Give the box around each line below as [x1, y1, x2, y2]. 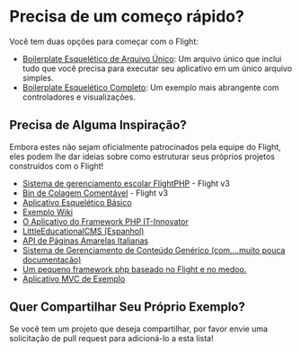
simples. [22, 72, 54, 83]
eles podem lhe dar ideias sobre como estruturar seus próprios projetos [9, 151, 276, 162]
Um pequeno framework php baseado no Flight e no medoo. [22, 263, 247, 275]
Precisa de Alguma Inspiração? [9, 118, 187, 133]
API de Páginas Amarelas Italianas [22, 235, 149, 246]
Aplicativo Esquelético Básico [22, 197, 132, 207]
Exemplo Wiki [22, 207, 74, 217]
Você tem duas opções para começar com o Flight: [9, 36, 199, 47]
